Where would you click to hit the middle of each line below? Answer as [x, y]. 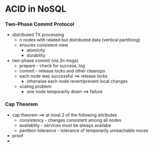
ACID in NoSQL [36, 9]
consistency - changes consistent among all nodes [70, 120]
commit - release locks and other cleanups [62, 71]
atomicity [36, 50]
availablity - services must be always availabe [65, 125]
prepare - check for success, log [52, 66]
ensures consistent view [44, 45]
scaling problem [35, 87]
